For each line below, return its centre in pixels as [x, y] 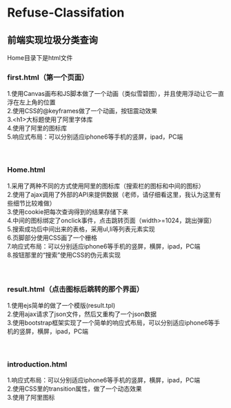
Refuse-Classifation [66, 13]
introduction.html [37, 364]
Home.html [26, 170]
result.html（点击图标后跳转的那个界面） [76, 289]
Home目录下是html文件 [40, 58]
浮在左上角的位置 [31, 102]
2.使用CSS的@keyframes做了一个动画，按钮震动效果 [82, 111]
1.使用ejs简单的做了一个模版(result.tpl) [61, 305]
